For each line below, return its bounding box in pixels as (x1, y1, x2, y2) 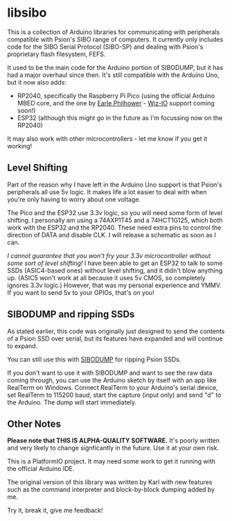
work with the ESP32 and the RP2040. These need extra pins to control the (7, 223, 222, 232)
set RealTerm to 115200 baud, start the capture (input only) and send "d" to (7, 391, 222, 399)
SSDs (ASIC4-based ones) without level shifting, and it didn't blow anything (7, 266, 223, 275)
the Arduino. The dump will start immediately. (7, 398, 137, 407)
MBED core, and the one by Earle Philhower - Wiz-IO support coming (17, 99, 215, 107)
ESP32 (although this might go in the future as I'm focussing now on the (17, 113, 223, 122)
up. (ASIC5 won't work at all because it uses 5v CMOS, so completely (7, 273, 206, 282)
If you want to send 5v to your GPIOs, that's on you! (7, 288, 154, 296)
